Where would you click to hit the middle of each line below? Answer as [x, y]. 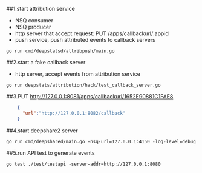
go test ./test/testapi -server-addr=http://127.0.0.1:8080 [84, 164]
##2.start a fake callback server [46, 62]
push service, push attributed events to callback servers [85, 40]
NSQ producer [33, 27]
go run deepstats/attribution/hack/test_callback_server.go [84, 85]
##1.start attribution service [41, 9]
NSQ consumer [34, 20]
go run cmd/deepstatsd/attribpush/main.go [60, 51]
